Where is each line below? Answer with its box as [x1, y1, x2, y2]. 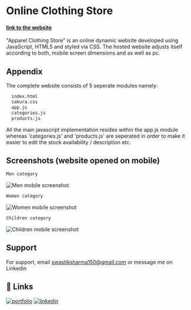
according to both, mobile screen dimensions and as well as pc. [6, 49, 160, 56]
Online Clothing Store [6, 4, 113, 18]
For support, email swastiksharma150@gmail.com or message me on [6, 258, 173, 265]
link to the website [6, 24, 52, 31]
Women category [6, 193, 43, 199]
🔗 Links [6, 282, 33, 292]
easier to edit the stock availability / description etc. [6, 138, 131, 145]
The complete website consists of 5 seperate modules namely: [6, 82, 158, 89]
